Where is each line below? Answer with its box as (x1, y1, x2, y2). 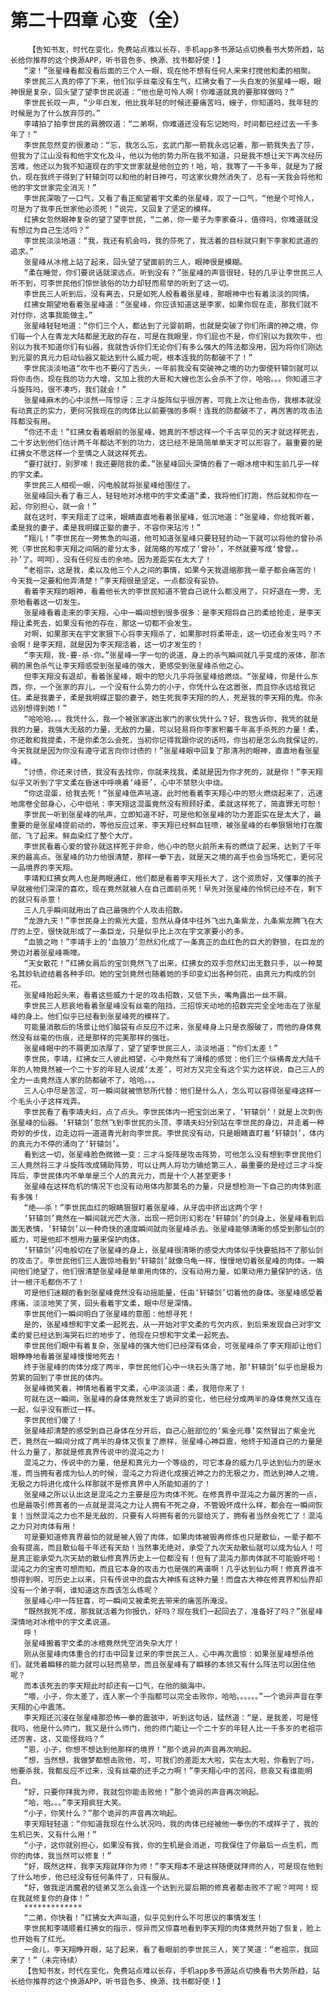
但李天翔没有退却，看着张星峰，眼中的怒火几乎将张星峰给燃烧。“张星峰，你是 (23, 671, 297, 681)
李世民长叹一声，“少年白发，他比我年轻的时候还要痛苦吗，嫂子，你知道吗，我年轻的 (23, 97, 319, 108)
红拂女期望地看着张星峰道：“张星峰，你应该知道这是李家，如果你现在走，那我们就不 (23, 299, 319, 310)
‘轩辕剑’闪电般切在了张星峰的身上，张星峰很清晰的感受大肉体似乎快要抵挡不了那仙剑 (23, 1245, 323, 1255)
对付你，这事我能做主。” (10, 310, 94, 320)
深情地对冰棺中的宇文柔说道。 (10, 1617, 115, 1627)
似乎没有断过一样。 (32, 1404, 100, 1415)
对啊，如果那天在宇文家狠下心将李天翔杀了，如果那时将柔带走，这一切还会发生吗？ (23, 629, 315, 639)
